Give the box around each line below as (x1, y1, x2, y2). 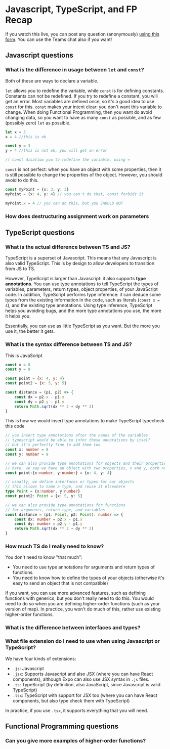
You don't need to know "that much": (5, 554, 82, 560)
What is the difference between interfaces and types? (5, 624, 141, 631)
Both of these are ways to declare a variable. (5, 77, 99, 84)
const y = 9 (5, 367, 30, 372)
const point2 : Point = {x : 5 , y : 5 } (5, 494, 82, 499)
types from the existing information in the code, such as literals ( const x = (5, 297, 160, 303)
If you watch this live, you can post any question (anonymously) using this (5, 31, 159, 37)
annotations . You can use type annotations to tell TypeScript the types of (5, 281, 159, 287)
